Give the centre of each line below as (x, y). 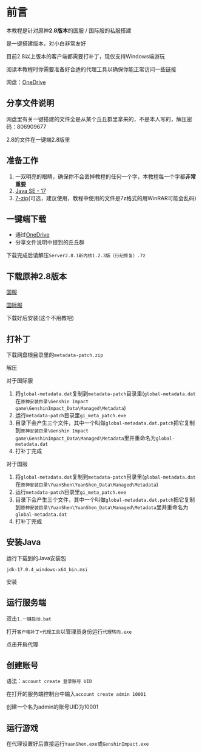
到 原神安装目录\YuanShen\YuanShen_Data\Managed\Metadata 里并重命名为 (102, 507)
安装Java (24, 542)
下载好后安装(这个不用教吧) (40, 318)
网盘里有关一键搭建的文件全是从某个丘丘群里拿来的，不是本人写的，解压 (96, 119)
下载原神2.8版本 (37, 276)
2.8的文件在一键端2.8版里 (38, 139)
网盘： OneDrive (26, 82)
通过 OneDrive (32, 235)
